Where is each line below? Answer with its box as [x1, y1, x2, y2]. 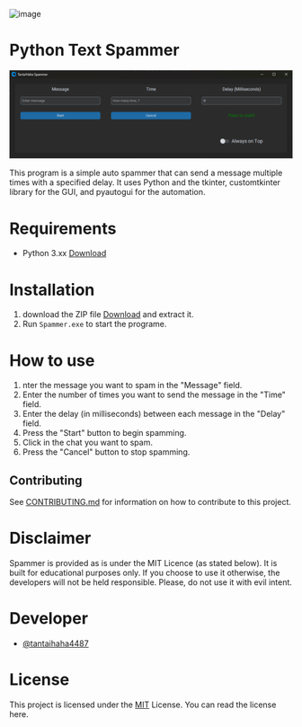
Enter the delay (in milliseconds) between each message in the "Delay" [22, 409, 286, 420]
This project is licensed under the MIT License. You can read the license [9, 699, 277, 710]
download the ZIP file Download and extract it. [22, 309, 194, 320]
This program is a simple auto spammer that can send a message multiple [9, 167, 283, 179]
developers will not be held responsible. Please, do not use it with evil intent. [9, 577, 292, 588]
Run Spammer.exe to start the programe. [22, 319, 167, 330]
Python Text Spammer [9, 40, 180, 60]
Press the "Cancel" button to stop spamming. [22, 447, 191, 457]
